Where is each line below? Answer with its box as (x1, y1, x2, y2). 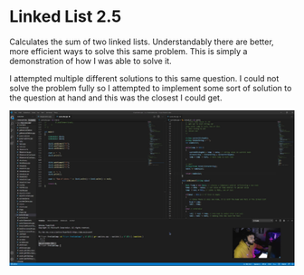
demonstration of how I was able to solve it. (9, 55, 172, 66)
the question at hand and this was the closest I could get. (9, 92, 223, 103)
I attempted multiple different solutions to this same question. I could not (9, 72, 280, 83)
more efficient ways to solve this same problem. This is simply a (9, 45, 248, 56)
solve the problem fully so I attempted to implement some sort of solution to (9, 82, 292, 93)
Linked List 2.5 (9, 6, 122, 27)
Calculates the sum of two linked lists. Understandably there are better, (9, 36, 274, 47)
